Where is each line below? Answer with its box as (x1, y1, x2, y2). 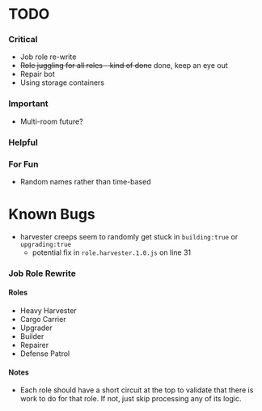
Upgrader (19, 323, 53, 333)
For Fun (8, 159, 39, 170)
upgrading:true (19, 240, 72, 248)
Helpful (8, 137, 38, 148)
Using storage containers (19, 78, 105, 87)
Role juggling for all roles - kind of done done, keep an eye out (19, 61, 228, 70)
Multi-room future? (19, 117, 83, 126)
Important (8, 98, 49, 109)
